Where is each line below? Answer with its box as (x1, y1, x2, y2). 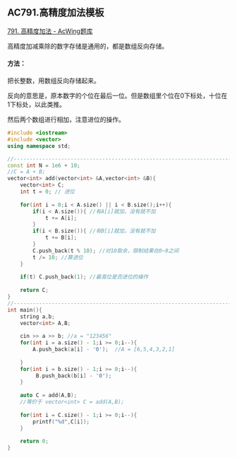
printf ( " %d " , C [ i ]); (32, 418, 90, 425)
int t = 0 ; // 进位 (20, 188, 75, 196)
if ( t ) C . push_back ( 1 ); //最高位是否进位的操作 (20, 274, 149, 281)
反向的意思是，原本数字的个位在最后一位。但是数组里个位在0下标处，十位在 (7, 91, 228, 100)
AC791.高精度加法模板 (7, 6, 104, 19)
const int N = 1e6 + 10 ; (7, 162, 80, 169)
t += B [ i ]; (44, 234, 78, 242)
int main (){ (7, 306, 42, 313)
